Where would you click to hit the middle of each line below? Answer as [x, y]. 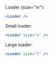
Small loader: [19, 26]
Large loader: [19, 44]
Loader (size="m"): [25, 7]
